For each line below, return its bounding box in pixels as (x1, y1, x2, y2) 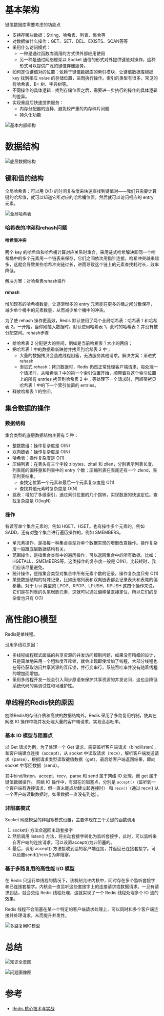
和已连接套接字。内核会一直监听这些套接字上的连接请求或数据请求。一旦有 (5, 884, 155, 889)
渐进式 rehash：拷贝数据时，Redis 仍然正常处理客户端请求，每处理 (19, 364, 154, 370)
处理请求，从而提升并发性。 (13, 912, 69, 918)
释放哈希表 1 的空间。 (12, 389, 55, 394)
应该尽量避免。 (16, 565, 47, 570)
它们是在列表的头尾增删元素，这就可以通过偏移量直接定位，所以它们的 (12, 589, 154, 595)
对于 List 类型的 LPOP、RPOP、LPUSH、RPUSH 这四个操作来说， (25, 583, 157, 589)
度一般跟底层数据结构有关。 (12, 546, 68, 552)
